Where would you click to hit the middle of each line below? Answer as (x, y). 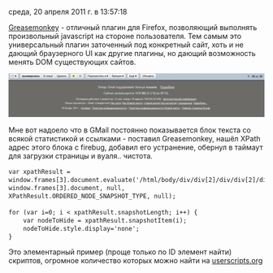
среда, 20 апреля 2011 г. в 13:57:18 (68, 12)
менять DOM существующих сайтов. (72, 62)
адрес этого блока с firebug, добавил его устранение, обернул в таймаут (136, 147)
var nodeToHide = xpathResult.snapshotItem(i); (105, 220)
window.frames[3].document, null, (67, 188)
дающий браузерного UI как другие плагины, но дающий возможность (132, 53)
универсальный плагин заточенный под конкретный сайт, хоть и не (126, 45)
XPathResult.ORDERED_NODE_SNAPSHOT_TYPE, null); (92, 196)
